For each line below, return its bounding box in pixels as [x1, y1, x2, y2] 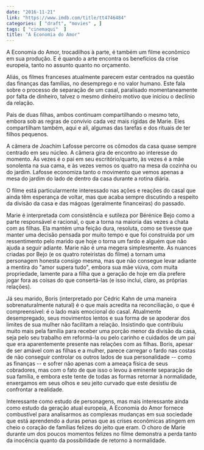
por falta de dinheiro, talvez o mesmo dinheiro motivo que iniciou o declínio [6, 93, 195, 100]
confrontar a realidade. [6, 386, 64, 393]
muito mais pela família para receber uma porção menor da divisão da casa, [6, 328, 197, 335]
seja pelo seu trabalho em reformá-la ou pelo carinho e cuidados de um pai [6, 334, 195, 341]
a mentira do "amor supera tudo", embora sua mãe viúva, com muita [6, 264, 178, 271]
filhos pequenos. [6, 131, 49, 138]
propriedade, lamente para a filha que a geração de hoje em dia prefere [6, 270, 186, 278]
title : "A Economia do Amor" [6, 32, 80, 38]
